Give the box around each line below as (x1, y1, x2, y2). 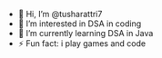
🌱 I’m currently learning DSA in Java (17, 28, 154, 38)
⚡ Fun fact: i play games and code (17, 38, 147, 49)
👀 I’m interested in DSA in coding (17, 18, 142, 29)
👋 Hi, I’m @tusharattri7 (17, 9, 103, 19)
